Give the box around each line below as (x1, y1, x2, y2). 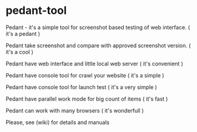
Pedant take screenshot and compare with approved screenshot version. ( (5, 42, 192, 49)
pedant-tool (5, 4, 67, 18)
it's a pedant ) (5, 30, 41, 37)
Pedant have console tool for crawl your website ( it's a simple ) (5, 71, 164, 79)
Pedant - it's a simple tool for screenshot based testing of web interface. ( (5, 24, 190, 31)
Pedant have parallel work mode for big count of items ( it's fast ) (5, 95, 168, 102)
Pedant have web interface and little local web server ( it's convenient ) (5, 60, 183, 67)
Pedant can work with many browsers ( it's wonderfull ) (5, 107, 144, 114)
